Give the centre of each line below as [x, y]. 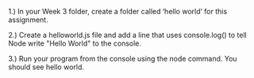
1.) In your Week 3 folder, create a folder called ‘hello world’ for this [118, 11]
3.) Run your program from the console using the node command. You [123, 59]
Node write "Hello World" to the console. [75, 43]
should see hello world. [46, 67]
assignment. [29, 20]
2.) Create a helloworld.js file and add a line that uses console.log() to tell [128, 35]
